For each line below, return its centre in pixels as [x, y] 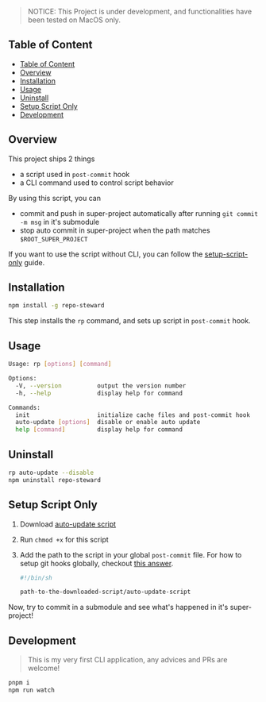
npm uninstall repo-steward [55, 480]
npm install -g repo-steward [56, 306]
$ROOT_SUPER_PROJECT [54, 239]
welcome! [44, 668]
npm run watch [32, 690]
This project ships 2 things [52, 159]
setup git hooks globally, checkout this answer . [96, 563]
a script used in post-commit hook [75, 174]
